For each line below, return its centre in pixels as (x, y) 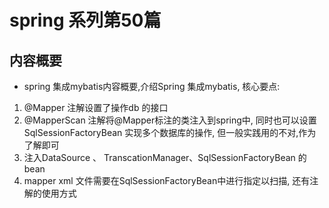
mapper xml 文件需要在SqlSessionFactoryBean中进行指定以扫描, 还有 (167, 180)
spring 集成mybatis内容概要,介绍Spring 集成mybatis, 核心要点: (152, 86)
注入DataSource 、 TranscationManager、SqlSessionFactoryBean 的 (165, 157)
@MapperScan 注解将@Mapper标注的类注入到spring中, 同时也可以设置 (170, 120)
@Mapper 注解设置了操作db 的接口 (96, 107)
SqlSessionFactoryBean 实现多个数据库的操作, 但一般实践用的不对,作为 (170, 132)
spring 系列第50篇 (85, 20)
